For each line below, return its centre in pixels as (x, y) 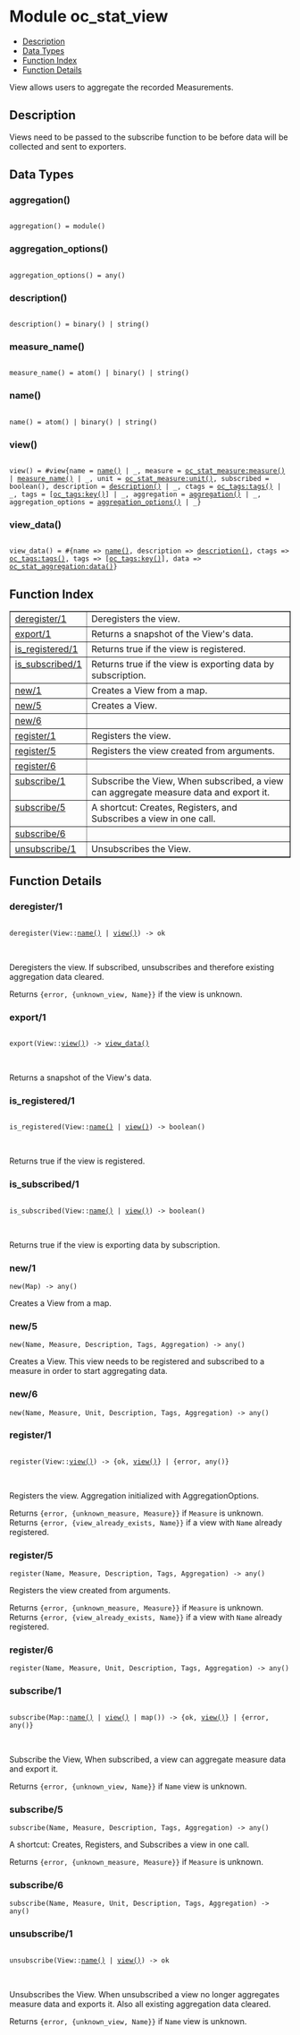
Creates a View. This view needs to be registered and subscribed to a (137, 1361)
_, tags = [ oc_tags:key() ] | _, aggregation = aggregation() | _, (135, 494)
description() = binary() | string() (79, 324)
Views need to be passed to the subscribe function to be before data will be (149, 137)
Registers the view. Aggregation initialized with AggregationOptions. (134, 1495)
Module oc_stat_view (89, 17)
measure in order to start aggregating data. (88, 1371)
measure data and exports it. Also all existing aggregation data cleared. (140, 2004)
